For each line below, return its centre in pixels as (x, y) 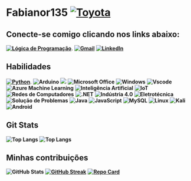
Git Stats (22, 125)
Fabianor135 (37, 13)
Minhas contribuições (47, 158)
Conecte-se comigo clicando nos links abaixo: (93, 34)
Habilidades (29, 67)
